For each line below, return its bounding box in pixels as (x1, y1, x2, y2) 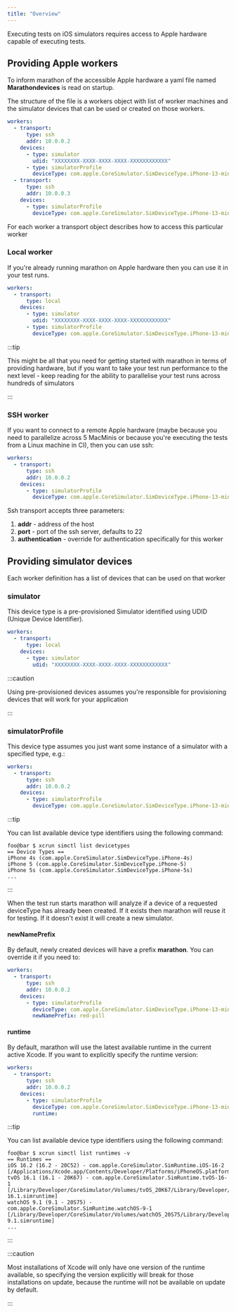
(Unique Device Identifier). (7, 615, 84, 623)
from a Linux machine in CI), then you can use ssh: (7, 441, 155, 450)
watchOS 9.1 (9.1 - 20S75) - (7, 1199, 93, 1206)
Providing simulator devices (7, 555, 133, 567)
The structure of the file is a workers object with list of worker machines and (7, 97, 228, 105)
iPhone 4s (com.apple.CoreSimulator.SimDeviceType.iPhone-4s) (7, 855, 193, 862)
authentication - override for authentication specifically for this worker (17, 535, 223, 543)
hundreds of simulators (7, 379, 75, 387)
